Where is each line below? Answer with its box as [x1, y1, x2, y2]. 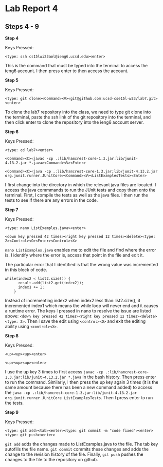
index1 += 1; [18, 285, 45, 290]
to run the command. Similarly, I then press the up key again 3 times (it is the [5, 379, 159, 385]
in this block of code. [5, 267, 47, 272]
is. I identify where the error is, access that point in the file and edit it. [5, 252, 144, 258]
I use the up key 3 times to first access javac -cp [5, 369, 104, 374]
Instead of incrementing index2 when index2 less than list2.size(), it [5, 298, 141, 303]
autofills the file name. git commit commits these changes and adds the [5, 447, 149, 452]
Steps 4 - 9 [5, 22, 39, 31]
